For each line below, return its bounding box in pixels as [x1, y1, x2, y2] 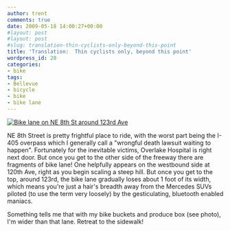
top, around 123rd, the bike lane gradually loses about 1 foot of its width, [7, 175, 211, 183]
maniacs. [7, 197, 33, 205]
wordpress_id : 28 [7, 55, 57, 62]
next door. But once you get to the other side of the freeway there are [7, 153, 204, 161]
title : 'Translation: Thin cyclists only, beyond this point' [7, 49, 192, 56]
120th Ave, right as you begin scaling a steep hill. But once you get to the [7, 167, 213, 175]
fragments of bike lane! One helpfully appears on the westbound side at [7, 160, 211, 169]
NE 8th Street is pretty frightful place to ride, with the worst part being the [7, 131, 216, 139]
